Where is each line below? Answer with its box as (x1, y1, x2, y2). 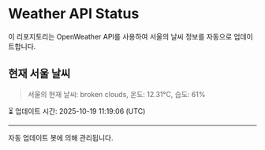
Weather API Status (8, 5, 140, 23)
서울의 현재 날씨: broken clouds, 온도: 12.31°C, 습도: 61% (27, 89, 206, 99)
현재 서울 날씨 (8, 67, 71, 81)
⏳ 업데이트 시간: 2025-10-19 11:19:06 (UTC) (8, 106, 146, 115)
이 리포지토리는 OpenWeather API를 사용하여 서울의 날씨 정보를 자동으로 (8, 32, 233, 41)
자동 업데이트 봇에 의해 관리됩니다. (8, 133, 114, 142)
